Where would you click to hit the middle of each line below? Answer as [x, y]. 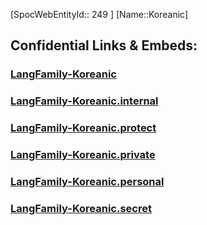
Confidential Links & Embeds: [104, 45]
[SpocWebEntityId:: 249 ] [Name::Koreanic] [99, 14]
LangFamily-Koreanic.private [83, 155]
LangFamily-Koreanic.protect [83, 128]
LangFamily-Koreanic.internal [84, 101]
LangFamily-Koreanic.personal [87, 181]
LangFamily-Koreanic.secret [81, 208]
